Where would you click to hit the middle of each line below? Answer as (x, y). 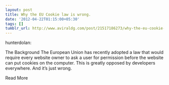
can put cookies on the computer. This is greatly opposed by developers (80, 63)
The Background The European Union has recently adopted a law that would (84, 52)
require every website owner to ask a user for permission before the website (84, 57)
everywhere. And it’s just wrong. (38, 68)
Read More (17, 78)
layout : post (19, 10)
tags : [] (14, 24)
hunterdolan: (18, 42)
